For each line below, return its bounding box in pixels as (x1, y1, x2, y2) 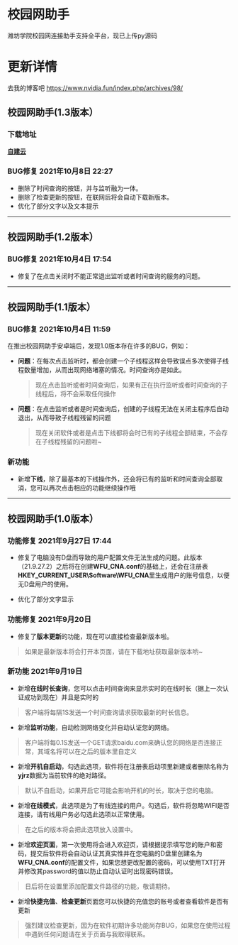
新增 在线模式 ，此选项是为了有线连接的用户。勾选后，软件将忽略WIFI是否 (17, 801, 230, 809)
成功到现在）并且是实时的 (23, 693, 99, 701)
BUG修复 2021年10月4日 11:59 (7, 324, 111, 334)
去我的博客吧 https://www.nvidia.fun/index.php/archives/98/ (7, 83, 183, 92)
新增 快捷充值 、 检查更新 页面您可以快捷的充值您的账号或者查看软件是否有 (17, 897, 229, 905)
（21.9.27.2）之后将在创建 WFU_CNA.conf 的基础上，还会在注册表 (17, 562, 209, 571)
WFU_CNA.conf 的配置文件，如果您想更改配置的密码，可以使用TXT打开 (17, 858, 226, 866)
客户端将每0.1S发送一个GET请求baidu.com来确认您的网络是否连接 (24, 738, 217, 746)
